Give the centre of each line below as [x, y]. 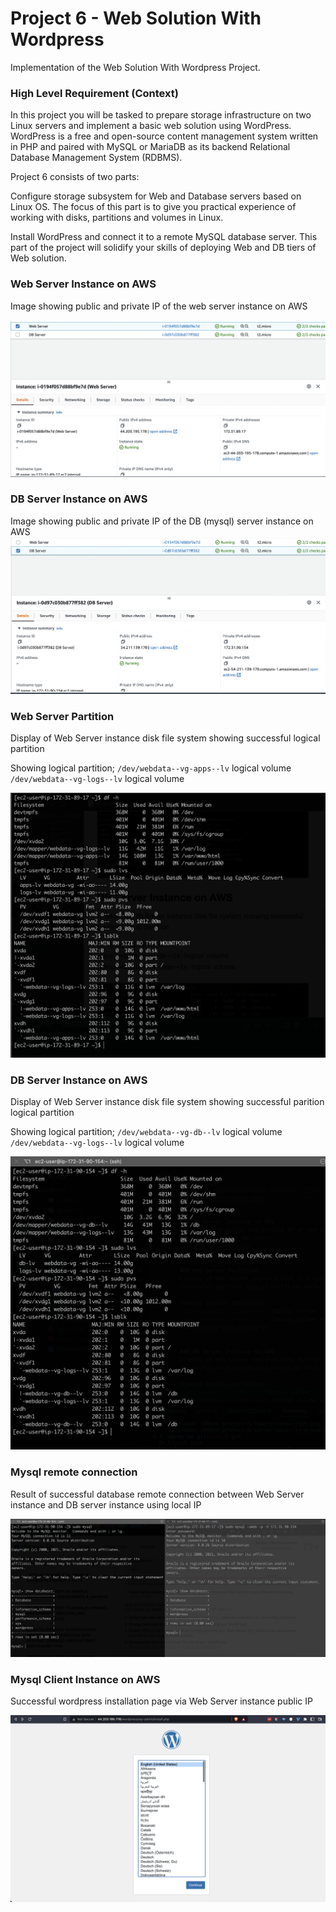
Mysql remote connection [74, 1472]
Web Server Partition [62, 716]
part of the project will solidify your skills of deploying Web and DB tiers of [163, 248]
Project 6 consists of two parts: [75, 177]
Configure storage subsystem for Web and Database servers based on [156, 196]
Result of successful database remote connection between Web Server [157, 1494]
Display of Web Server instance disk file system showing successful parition [167, 1101]
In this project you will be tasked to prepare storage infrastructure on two [161, 115]
